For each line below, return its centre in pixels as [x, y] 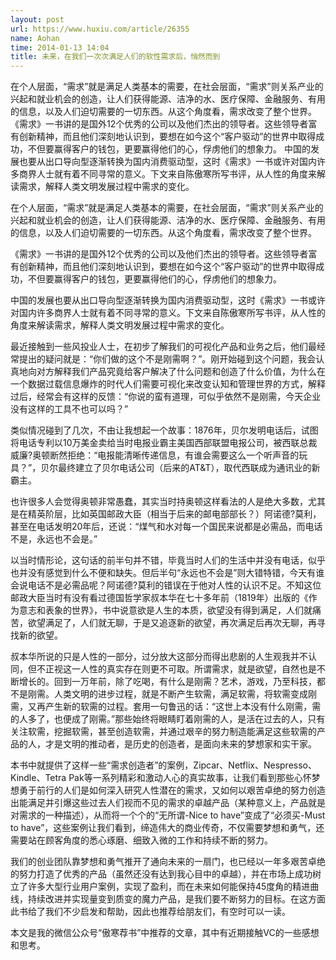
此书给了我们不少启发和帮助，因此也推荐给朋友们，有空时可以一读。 [150, 912]
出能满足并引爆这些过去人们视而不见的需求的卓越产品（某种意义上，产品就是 [168, 803]
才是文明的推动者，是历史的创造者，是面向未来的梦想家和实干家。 [180, 744]
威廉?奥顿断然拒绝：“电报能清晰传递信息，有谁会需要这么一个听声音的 [155, 455]
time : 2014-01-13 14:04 [60, 47]
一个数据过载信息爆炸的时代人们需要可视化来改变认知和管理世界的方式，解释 [168, 384]
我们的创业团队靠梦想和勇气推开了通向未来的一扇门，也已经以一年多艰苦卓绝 [168, 862]
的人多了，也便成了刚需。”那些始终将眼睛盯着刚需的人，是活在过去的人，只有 [168, 719]
